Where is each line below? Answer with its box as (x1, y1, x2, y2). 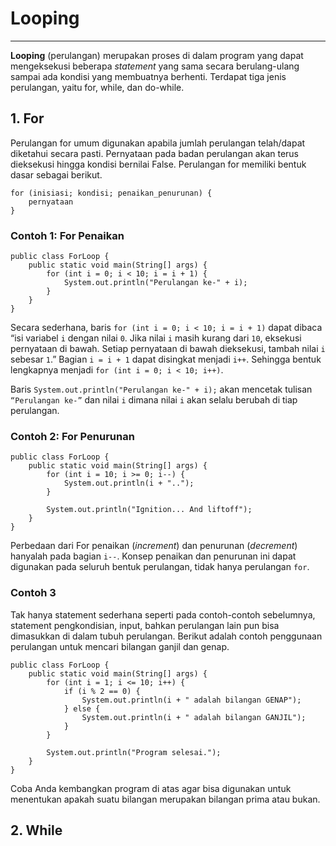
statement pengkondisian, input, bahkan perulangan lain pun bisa (10, 619, 280, 631)
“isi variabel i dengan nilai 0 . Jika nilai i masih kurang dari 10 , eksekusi (10, 332, 302, 344)
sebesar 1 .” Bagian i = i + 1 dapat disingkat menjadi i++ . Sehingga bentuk (10, 353, 322, 366)
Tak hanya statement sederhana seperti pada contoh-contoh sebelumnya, (10, 608, 316, 621)
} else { (63, 703, 101, 714)
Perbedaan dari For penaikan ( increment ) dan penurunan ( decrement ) (10, 540, 298, 552)
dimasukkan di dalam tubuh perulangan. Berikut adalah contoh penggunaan (10, 630, 323, 642)
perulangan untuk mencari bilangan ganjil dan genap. (10, 640, 230, 652)
